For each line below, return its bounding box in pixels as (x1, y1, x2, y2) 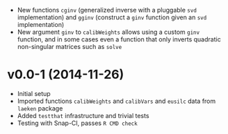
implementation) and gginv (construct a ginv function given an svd (17, 13, 207, 21)
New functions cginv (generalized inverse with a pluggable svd (17, 6, 197, 14)
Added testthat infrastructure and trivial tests (17, 111, 149, 119)
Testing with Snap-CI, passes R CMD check (17, 119, 138, 127)
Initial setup (17, 89, 51, 97)
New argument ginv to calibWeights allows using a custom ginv (17, 28, 200, 36)
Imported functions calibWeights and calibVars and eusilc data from (17, 97, 216, 105)
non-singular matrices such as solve (17, 43, 122, 50)
